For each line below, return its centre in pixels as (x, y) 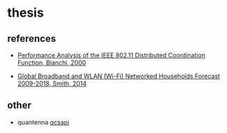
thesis (25, 13)
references (32, 39)
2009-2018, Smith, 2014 (52, 84)
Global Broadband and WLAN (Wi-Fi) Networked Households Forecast (118, 76)
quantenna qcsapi (43, 122)
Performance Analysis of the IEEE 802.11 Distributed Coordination (111, 55)
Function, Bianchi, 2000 (52, 63)
